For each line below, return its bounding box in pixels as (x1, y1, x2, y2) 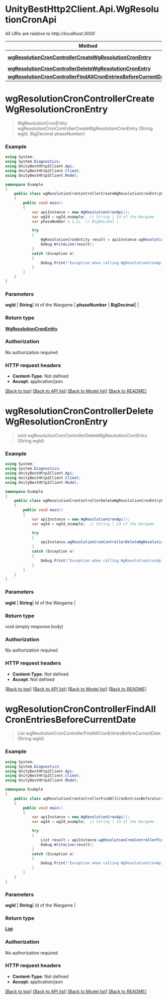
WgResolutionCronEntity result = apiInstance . (40, 237, 139, 242)
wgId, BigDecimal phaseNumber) (17, 130, 85, 136)
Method (79, 42, 98, 49)
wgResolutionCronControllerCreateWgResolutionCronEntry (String (17, 125, 153, 131)
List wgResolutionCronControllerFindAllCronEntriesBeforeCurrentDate (17, 730, 161, 736)
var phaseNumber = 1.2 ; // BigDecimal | (31, 219, 119, 224)
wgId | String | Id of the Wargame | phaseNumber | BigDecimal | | (5, 302, 139, 308)
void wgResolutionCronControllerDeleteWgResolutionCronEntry (17, 433, 148, 439)
